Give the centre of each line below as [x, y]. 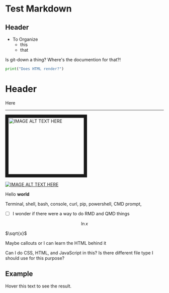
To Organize [25, 39]
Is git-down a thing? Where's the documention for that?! [63, 60]
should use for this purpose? [35, 258]
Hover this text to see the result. [38, 286]
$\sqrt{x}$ [16, 233]
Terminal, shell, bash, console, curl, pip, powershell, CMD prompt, [73, 204]
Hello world [17, 194]
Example [19, 274]
